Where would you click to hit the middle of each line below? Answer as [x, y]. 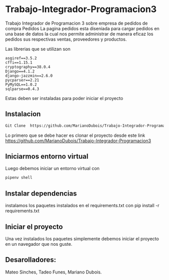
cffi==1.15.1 [19, 62]
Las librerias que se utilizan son [38, 49]
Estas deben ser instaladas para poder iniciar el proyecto [64, 98]
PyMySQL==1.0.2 [21, 84]
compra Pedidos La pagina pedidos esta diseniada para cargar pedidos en [82, 28]
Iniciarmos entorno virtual [47, 157]
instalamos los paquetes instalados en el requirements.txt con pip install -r [82, 206]
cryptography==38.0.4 [28, 67]
